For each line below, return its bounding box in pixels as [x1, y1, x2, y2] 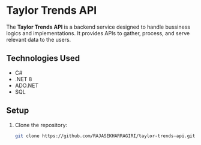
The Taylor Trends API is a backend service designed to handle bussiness [6, 23, 191, 30]
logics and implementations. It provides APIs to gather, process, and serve [6, 29, 190, 36]
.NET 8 [14, 75, 32, 82]
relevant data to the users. [6, 36, 71, 43]
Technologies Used [6, 53, 80, 63]
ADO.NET [14, 82, 39, 89]
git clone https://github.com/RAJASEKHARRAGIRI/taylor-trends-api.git [14, 132, 196, 139]
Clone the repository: [14, 121, 68, 128]
